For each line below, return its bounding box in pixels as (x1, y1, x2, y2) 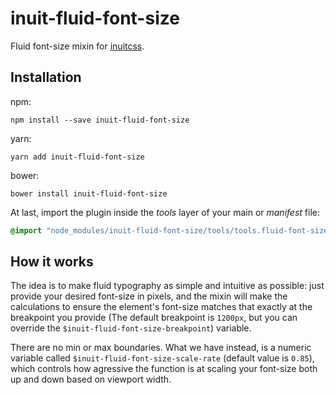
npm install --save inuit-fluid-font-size (10, 115, 190, 125)
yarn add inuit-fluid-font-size (10, 152, 145, 162)
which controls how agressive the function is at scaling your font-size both (10, 363, 318, 375)
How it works (10, 253, 94, 271)
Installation (10, 69, 82, 86)
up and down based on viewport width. (10, 373, 172, 386)
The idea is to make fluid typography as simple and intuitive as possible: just (10, 280, 325, 292)
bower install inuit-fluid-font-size (10, 188, 168, 199)
